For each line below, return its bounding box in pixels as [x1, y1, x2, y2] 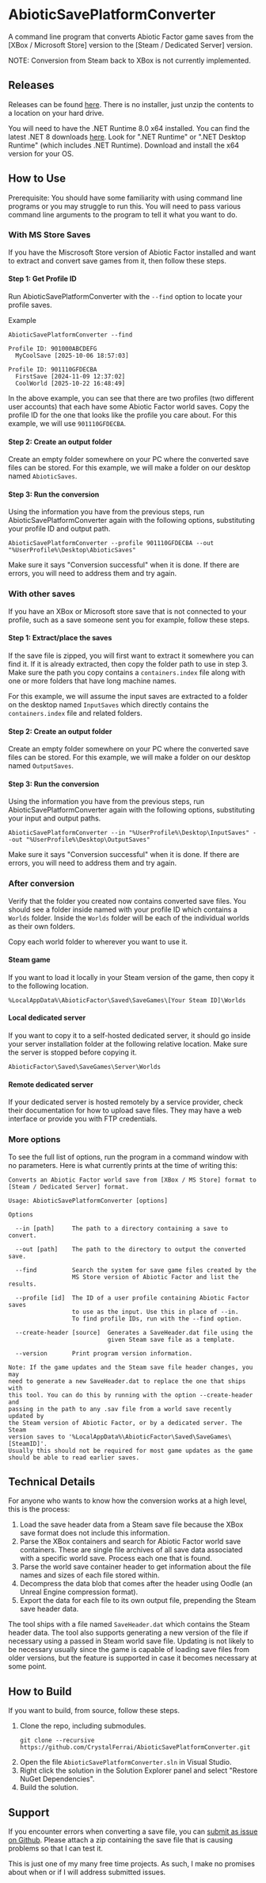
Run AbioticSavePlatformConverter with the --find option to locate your [8, 292, 243, 302]
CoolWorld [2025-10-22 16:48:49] [15, 379, 126, 388]
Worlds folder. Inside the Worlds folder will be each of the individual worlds [8, 913, 249, 922]
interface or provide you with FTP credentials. [8, 1114, 158, 1124]
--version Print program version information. [15, 1349, 193, 1358]
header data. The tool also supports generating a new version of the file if [8, 1628, 249, 1638]
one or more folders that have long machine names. [8, 676, 177, 686]
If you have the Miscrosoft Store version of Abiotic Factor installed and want [8, 248, 256, 257]
